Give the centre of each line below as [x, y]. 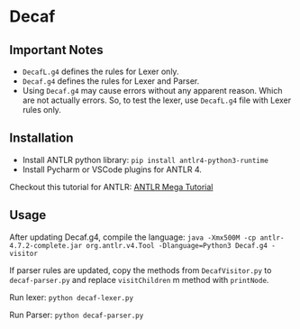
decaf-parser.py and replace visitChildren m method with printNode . [139, 279]
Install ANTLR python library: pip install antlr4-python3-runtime [145, 160]
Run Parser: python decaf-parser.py [77, 315]
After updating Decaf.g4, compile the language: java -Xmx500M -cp [133, 237]
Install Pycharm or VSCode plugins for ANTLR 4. [112, 169]
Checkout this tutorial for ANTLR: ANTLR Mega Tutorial [111, 187]
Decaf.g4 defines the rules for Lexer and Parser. [111, 81]
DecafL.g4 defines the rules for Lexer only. [100, 71]
